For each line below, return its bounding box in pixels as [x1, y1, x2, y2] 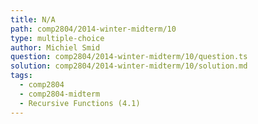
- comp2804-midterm [19, 89, 101, 99]
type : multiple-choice [10, 33, 105, 43]
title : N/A [10, 14, 56, 25]
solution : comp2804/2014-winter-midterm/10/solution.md [10, 61, 248, 71]
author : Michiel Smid [10, 42, 101, 53]
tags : [10, 71, 33, 81]
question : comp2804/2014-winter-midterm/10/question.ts [10, 52, 248, 62]
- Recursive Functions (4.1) [19, 98, 141, 108]
